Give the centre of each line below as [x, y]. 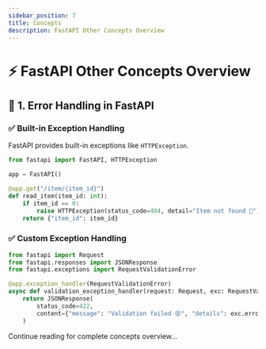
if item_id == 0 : [51, 203]
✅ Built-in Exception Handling [66, 128]
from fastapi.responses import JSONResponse [83, 263]
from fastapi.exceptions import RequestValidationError [102, 270]
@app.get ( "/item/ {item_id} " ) [56, 189]
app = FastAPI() [35, 174]
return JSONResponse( [58, 299]
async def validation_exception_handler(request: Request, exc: [116, 291]
